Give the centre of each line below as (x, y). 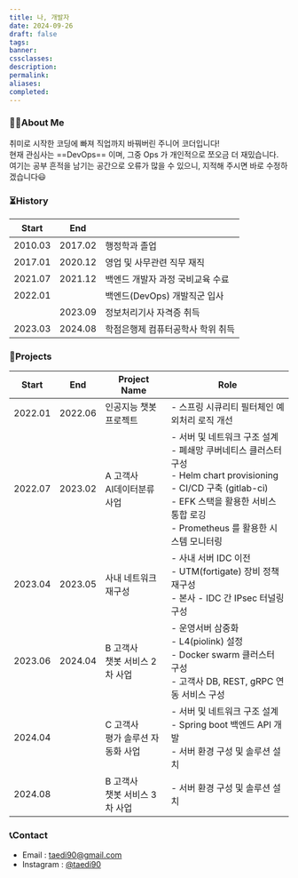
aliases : (25, 84)
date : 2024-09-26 (41, 26)
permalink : (29, 76)
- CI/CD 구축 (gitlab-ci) (220, 488)
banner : (24, 51)
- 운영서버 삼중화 (205, 628)
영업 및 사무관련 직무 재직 (155, 263)
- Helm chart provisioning (225, 475)
